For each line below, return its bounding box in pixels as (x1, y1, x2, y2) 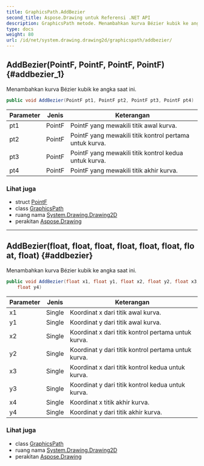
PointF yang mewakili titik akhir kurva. (70, 166, 178, 174)
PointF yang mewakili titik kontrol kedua (70, 149, 183, 157)
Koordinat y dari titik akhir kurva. (69, 408, 163, 416)
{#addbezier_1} (6, 69, 65, 80)
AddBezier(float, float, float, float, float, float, (6, 241, 183, 252)
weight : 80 (6, 32, 34, 38)
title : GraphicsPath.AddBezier (6, 9, 86, 15)
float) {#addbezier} (18, 250, 93, 261)
